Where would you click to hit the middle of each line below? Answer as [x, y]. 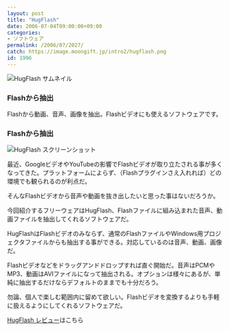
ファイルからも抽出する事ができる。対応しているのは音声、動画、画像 [123, 242]
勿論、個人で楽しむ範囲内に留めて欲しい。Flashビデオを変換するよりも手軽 [113, 297]
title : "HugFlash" [33, 20]
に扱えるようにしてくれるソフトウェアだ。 [67, 306]
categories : [24, 33]
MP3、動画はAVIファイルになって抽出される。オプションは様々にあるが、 [111, 274]
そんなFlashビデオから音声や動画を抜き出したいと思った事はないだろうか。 [113, 196]
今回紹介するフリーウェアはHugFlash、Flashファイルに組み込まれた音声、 [112, 210]
